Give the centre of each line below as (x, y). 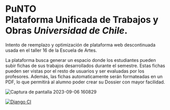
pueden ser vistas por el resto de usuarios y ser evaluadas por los (75, 71)
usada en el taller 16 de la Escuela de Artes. (51, 50)
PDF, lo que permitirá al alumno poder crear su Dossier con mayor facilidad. (85, 82)
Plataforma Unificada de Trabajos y (82, 20)
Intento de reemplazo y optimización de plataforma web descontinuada (80, 45)
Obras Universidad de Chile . (67, 31)
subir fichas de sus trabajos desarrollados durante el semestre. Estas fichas (85, 65)
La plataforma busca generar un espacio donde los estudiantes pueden (81, 60)
